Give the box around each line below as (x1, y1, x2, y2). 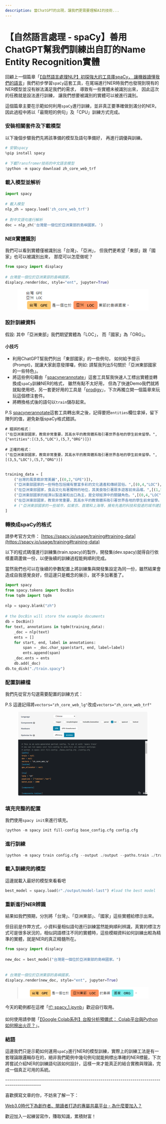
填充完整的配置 (5, 805, 41, 812)
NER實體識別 (5, 235, 36, 242)
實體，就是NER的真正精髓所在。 (13, 936, 79, 942)
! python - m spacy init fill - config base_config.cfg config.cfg (5, 828, 138, 833)
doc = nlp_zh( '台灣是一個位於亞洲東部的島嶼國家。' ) (5, 222, 103, 228)
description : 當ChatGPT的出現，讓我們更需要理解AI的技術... (5, 8, 120, 13)
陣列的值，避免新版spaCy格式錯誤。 (5, 416, 79, 422)
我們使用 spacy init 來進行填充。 (5, 817, 71, 823)
